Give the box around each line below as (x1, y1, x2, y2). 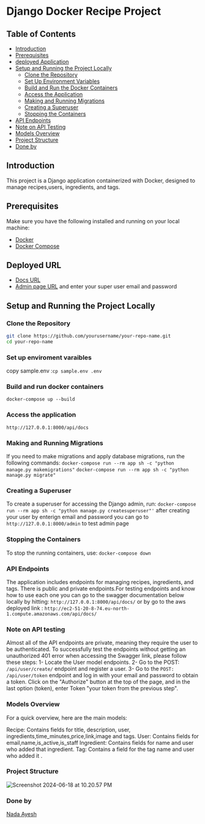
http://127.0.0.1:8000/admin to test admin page (6, 520, 130, 527)
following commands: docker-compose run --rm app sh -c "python (6, 459, 174, 467)
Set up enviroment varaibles (6, 353, 92, 361)
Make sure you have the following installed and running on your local (6, 217, 180, 225)
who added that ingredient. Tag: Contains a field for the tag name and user (6, 745, 195, 753)
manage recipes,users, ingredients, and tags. (6, 183, 121, 191)
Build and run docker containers (6, 382, 104, 391)
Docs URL (15, 276, 41, 283)
